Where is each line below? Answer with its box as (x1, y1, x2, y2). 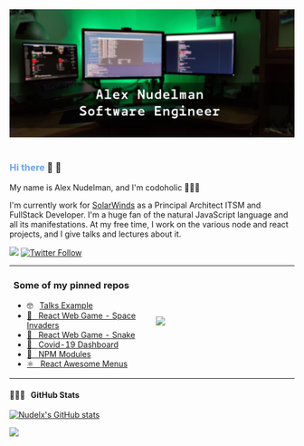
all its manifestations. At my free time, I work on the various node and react (9, 218, 290, 229)
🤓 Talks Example (26, 299, 93, 311)
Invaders (26, 319, 60, 330)
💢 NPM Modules (26, 348, 91, 359)
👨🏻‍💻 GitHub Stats (9, 389, 80, 400)
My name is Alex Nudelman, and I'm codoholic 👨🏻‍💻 (9, 181, 201, 193)
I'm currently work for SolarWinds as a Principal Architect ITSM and (9, 199, 261, 210)
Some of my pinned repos (13, 279, 129, 292)
